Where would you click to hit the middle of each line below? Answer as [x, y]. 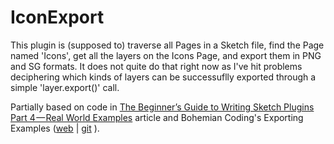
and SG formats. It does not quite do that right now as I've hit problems [156, 66]
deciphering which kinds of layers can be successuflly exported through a [163, 77]
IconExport [57, 17]
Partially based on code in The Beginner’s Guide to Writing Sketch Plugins [162, 107]
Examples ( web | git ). [55, 128]
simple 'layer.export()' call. [65, 87]
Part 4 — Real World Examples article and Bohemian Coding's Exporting [157, 117]
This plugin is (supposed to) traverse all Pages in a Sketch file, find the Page [167, 45]
